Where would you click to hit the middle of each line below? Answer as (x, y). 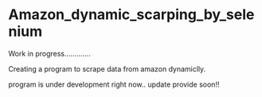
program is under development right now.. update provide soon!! (114, 84)
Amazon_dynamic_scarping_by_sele (131, 15)
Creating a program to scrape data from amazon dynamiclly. (107, 68)
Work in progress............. (50, 53)
